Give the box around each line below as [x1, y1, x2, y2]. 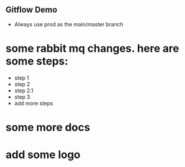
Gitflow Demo [5, 5, 57, 15]
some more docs [5, 120, 90, 134]
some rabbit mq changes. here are [5, 42, 180, 55]
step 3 [14, 93, 31, 101]
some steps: [5, 54, 68, 68]
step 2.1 [14, 87, 34, 94]
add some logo [5, 148, 81, 162]
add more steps [14, 99, 53, 107]
